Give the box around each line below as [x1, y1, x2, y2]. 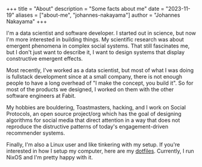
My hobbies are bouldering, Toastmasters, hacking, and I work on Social [6, 104, 186, 111]
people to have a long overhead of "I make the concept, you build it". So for [6, 79, 194, 87]
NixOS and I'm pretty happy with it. [6, 154, 93, 161]
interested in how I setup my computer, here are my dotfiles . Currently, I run [6, 147, 194, 154]
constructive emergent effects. [6, 55, 83, 62]
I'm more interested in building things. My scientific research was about [6, 36, 184, 43]
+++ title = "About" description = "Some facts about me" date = [6, 5, 165, 12]
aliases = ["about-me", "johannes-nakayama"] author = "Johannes [15, 11, 180, 19]
